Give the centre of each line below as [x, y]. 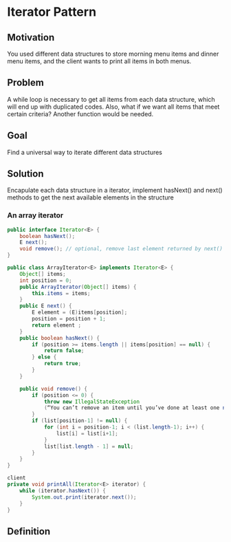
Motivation [31, 37]
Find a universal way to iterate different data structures [85, 152]
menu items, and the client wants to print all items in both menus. [99, 61]
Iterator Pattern [52, 12]
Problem [26, 83]
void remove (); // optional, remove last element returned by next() [121, 249]
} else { [44, 357]
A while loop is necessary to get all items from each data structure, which [111, 99]
